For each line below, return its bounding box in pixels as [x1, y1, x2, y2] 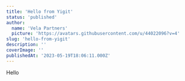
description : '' [6, 42, 47, 48]
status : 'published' [6, 14, 58, 20]
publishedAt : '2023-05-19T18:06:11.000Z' [6, 53, 111, 59]
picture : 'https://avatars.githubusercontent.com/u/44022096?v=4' [11, 31, 180, 37]
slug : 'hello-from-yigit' [6, 36, 70, 42]
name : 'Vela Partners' [11, 25, 68, 31]
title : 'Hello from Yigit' [6, 8, 73, 15]
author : [6, 20, 26, 25]
